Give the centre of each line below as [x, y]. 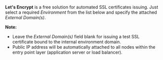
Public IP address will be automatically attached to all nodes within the [84, 47]
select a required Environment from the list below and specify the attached [81, 12]
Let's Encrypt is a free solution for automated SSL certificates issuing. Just [82, 7]
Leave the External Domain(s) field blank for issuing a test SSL [76, 37]
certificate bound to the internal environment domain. [66, 42]
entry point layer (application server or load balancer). [67, 52]
